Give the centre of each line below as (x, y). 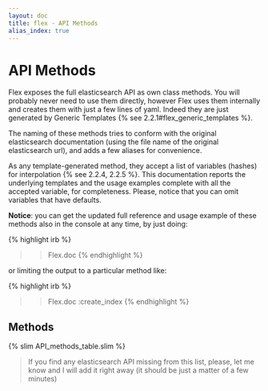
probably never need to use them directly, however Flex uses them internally (134, 101)
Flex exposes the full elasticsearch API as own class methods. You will (124, 92)
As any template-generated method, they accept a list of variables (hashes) (133, 166)
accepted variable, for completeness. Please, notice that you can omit (124, 191)
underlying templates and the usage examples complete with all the (120, 183)
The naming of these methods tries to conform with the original (113, 134)
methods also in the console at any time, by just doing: (98, 224)
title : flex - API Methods (53, 23)
